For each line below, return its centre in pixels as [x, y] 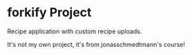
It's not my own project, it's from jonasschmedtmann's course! [96, 44]
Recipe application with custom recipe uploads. [75, 31]
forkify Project [49, 13]
